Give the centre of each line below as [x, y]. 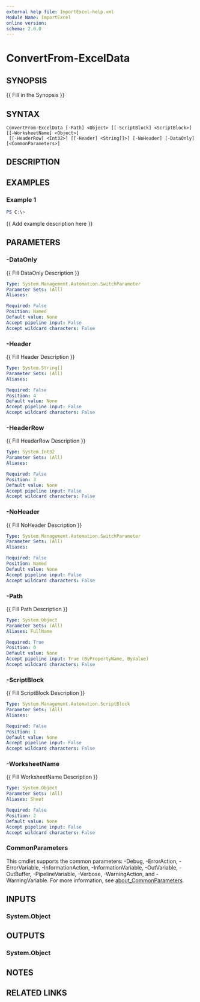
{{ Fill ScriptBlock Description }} [46, 693]
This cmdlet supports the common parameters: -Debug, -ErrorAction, [92, 861]
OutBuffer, [19, 874]
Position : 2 [21, 816]
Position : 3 [21, 479]
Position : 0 [21, 648]
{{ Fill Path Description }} [37, 609]
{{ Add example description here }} [50, 224]
